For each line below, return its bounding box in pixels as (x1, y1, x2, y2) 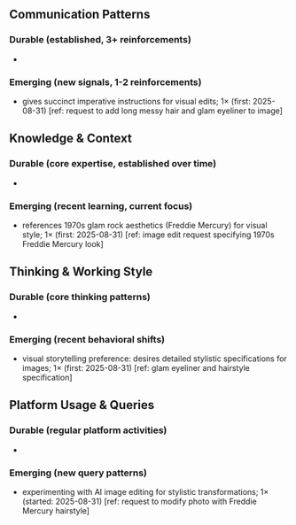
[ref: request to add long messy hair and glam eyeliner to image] (48, 105, 284, 116)
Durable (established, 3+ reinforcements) (9, 34, 192, 46)
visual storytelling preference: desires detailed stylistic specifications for (21, 353, 288, 364)
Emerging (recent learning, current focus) (9, 199, 193, 212)
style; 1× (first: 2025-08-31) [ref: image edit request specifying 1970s (21, 229, 275, 240)
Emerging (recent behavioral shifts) (9, 333, 166, 345)
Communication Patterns (9, 7, 151, 22)
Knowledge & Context (9, 131, 133, 146)
